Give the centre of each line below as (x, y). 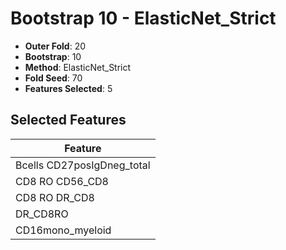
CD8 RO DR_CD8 (55, 197)
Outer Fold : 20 (55, 46)
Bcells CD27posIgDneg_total (83, 165)
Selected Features (68, 120)
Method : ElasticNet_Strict (78, 67)
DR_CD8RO (42, 214)
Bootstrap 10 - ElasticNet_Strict (143, 18)
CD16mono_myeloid (63, 230)
